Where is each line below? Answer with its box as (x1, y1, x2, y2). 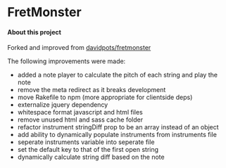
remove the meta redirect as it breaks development (17, 86, 166, 94)
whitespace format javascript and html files (17, 108, 143, 117)
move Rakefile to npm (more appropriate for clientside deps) (17, 93, 193, 102)
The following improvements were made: (7, 57, 126, 65)
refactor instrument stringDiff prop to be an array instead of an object (17, 123, 220, 131)
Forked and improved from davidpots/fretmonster (7, 44, 151, 52)
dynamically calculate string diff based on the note (17, 153, 165, 162)
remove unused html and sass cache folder (17, 115, 143, 124)
